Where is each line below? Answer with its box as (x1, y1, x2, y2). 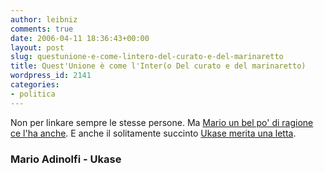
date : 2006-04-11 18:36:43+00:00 (10, 33, 150, 43)
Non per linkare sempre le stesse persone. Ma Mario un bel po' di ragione (10, 116, 314, 128)
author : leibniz (10, 14, 78, 25)
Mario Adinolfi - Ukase (10, 152, 122, 166)
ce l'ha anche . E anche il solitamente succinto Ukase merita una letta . (10, 127, 297, 139)
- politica (10, 89, 56, 99)
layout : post (10, 42, 65, 53)
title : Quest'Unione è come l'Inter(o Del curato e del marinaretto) (10, 61, 307, 71)
